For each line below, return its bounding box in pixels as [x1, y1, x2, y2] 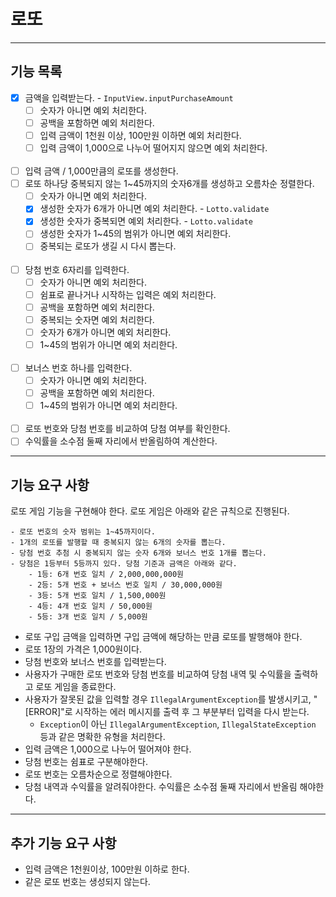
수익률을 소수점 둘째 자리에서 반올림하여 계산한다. [24, 435, 218, 447]
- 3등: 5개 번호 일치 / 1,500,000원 [28, 591, 167, 601]
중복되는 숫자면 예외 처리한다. [39, 313, 155, 325]
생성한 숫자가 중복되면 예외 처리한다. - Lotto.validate [39, 215, 253, 227]
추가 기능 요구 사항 [10, 835, 117, 852]
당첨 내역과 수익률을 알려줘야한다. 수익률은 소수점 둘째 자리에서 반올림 [24, 781, 298, 793]
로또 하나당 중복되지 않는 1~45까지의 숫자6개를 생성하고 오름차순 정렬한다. [24, 178, 315, 190]
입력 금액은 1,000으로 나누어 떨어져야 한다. [24, 743, 192, 755]
